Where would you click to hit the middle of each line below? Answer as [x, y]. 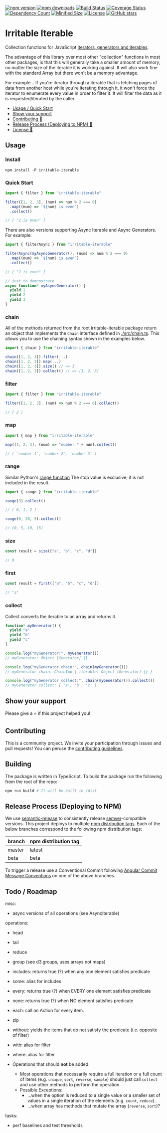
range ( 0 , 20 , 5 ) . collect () [33, 519]
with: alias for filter [31, 1045]
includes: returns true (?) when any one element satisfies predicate [81, 972]
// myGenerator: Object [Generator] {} [47, 658]
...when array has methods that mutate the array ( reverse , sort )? [94, 1106]
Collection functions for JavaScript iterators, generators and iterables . [77, 47]
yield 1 [18, 290]
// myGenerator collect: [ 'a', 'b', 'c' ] [51, 685]
